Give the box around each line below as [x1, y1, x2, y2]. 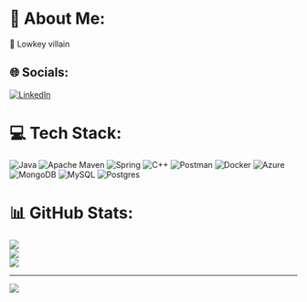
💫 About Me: [9, 8, 106, 29]
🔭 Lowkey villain [9, 38, 70, 49]
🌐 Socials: [9, 65, 69, 80]
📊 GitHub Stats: [9, 203, 134, 223]
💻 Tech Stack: [9, 122, 122, 143]
